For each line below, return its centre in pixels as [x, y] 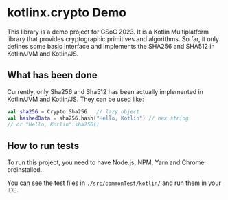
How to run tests [43, 146]
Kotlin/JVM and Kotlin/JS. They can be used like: [76, 99]
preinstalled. [25, 170]
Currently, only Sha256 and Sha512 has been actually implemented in [105, 91]
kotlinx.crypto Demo [67, 13]
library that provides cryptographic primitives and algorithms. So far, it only [113, 38]
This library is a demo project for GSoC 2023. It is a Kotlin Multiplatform [108, 32]
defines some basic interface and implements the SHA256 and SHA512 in [111, 46]
